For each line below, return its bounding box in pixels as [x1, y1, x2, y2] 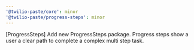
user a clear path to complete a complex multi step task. [5, 37, 144, 44]
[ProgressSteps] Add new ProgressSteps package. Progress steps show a [5, 30, 189, 37]
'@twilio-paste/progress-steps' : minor [5, 14, 105, 20]
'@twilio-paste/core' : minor [5, 8, 78, 15]
